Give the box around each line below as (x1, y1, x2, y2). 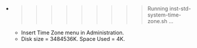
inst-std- (169, 5, 192, 12)
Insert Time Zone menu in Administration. (21, 29, 124, 36)
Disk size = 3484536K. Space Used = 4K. (21, 36, 125, 42)
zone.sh (147, 18, 168, 24)
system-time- (147, 11, 181, 18)
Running (147, 5, 169, 12)
